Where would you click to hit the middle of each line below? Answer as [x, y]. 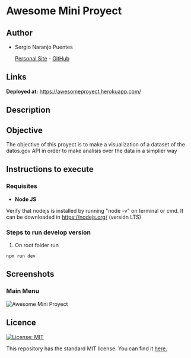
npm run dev [21, 256]
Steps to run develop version [48, 232]
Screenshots [30, 274]
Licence [21, 323]
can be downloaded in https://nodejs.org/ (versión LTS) [74, 217]
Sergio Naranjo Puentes [44, 47]
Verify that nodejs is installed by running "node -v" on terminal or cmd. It [95, 210]
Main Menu [23, 291]
